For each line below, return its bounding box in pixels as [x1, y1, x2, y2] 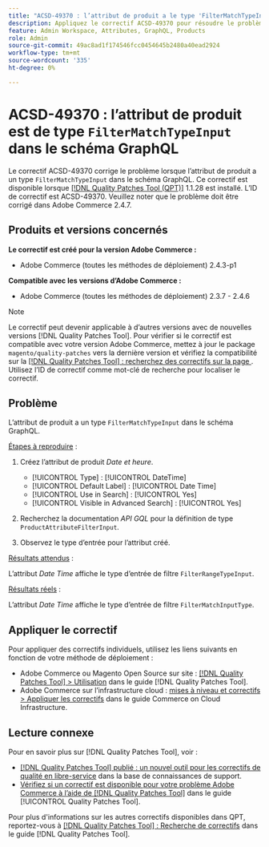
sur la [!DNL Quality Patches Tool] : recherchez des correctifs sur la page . [8, 356, 254, 365]
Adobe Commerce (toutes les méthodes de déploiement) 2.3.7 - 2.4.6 [19, 291, 251, 300]
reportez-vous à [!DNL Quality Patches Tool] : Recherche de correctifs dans [8, 821, 259, 830]
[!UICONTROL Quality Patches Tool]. [19, 797, 141, 806]
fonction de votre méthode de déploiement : [8, 653, 154, 663]
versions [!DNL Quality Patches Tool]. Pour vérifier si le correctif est [8, 330, 232, 341]
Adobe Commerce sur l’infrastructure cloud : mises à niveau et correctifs [19, 686, 261, 696]
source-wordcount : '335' [8, 57, 91, 65]
